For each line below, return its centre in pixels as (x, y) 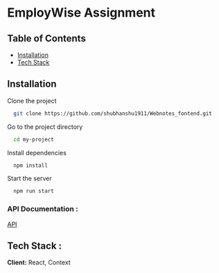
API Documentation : (43, 209)
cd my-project (34, 139)
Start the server (29, 179)
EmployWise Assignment (81, 13)
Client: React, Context (39, 263)
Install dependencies (37, 152)
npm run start (34, 191)
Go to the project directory (45, 127)
